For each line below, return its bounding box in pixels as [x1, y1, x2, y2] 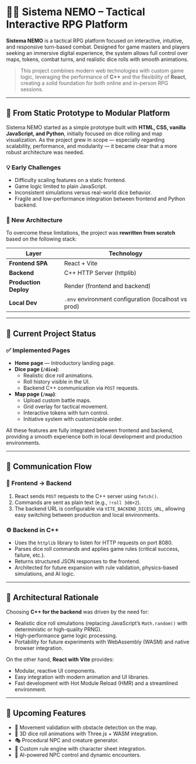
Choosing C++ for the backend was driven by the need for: [6, 608, 149, 615]
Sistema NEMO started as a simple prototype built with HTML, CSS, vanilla [6, 124, 186, 131]
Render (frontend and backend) [64, 282, 151, 290]
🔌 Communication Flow [6, 462, 92, 472]
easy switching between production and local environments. [14, 511, 160, 518]
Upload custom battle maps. [23, 397, 92, 404]
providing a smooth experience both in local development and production [6, 433, 183, 440]
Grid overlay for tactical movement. [23, 403, 108, 410]
